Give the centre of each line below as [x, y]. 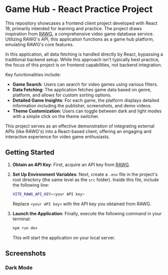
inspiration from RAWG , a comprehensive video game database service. [79, 34]
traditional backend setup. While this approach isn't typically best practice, [82, 59]
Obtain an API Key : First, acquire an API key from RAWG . [71, 165]
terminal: [22, 219]
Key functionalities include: [33, 74]
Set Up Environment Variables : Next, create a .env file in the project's [85, 174]
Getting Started [30, 152]
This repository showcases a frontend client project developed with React [81, 23]
